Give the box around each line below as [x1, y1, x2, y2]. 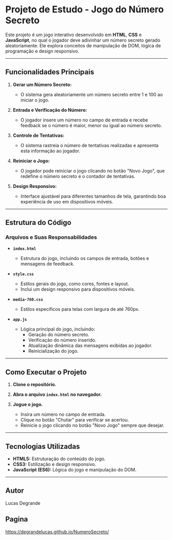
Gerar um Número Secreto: [12, 81, 72, 88]
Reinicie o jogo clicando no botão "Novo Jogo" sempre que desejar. [20, 422, 165, 428]
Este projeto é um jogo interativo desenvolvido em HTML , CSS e [5, 31, 142, 38]
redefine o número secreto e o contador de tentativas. [20, 173, 135, 179]
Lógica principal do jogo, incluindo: [20, 326, 95, 333]
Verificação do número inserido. [28, 337, 97, 343]
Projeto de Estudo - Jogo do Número [5, 4, 164, 15]
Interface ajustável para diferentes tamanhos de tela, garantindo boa [20, 193, 166, 199]
